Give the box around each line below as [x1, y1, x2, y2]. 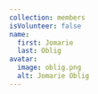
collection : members [9, 13, 86, 22]
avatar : [9, 55, 38, 64]
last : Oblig [17, 47, 62, 56]
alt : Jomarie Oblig [17, 72, 90, 81]
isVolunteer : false [9, 21, 82, 30]
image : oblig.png [17, 64, 82, 73]
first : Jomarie [17, 38, 74, 47]
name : [9, 30, 29, 38]
